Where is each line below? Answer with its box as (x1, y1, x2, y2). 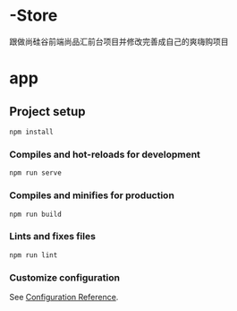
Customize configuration (9, 271, 121, 283)
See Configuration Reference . (9, 292, 119, 303)
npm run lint (9, 250, 58, 260)
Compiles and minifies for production (9, 189, 174, 202)
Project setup (9, 104, 87, 119)
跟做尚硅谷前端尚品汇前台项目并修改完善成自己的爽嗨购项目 (9, 36, 229, 47)
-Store (9, 5, 58, 26)
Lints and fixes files (9, 230, 97, 243)
